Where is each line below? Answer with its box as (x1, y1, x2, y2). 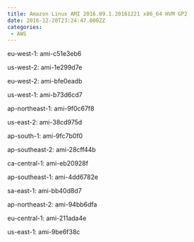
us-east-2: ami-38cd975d (7, 118, 83, 127)
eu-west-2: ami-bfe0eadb (7, 77, 83, 86)
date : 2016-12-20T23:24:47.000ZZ (7, 17, 106, 24)
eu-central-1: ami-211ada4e (7, 214, 87, 223)
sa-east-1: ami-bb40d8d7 (7, 187, 83, 195)
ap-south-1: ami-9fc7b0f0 (7, 132, 83, 140)
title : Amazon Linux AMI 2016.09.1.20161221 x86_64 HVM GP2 (7, 10, 188, 18)
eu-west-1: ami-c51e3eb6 (7, 50, 82, 58)
